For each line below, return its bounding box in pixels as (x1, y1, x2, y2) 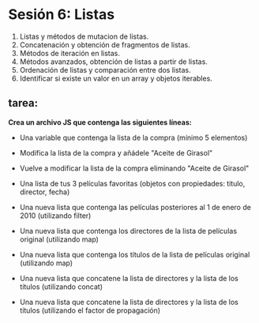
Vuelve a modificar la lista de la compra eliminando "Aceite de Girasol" (19, 163, 250, 173)
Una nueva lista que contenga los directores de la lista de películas (19, 226, 238, 235)
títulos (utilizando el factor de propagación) (19, 306, 160, 315)
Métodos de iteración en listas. (19, 48, 121, 58)
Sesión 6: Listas (8, 6, 115, 24)
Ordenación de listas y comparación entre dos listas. (19, 65, 191, 74)
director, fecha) (19, 187, 70, 197)
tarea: (8, 96, 38, 110)
